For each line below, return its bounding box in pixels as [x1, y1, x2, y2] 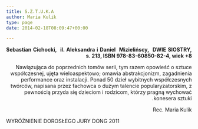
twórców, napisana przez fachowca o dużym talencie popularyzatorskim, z [10, 83, 192, 90]
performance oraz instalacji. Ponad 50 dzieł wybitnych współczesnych [20, 76, 192, 83]
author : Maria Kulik [6, 14, 57, 20]
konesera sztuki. [152, 95, 192, 102]
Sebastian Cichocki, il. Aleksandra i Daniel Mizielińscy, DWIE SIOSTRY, [6, 46, 192, 53]
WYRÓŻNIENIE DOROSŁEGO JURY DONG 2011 [6, 118, 120, 125]
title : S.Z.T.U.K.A [6, 8, 54, 15]
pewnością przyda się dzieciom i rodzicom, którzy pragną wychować [24, 89, 192, 96]
